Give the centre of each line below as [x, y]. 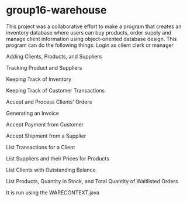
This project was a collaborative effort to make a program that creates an [94, 26]
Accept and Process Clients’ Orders [49, 102]
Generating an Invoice [33, 113]
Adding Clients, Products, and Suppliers [54, 56]
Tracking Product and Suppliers [44, 67]
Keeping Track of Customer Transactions [56, 90]
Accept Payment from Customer [45, 124]
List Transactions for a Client [41, 147]
